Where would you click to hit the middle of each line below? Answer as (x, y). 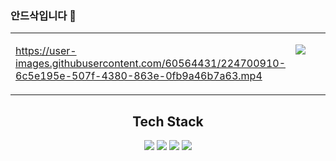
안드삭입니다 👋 (43, 15)
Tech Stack (168, 121)
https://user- (46, 51)
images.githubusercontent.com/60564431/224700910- (150, 64)
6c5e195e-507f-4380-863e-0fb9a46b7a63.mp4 (139, 76)
